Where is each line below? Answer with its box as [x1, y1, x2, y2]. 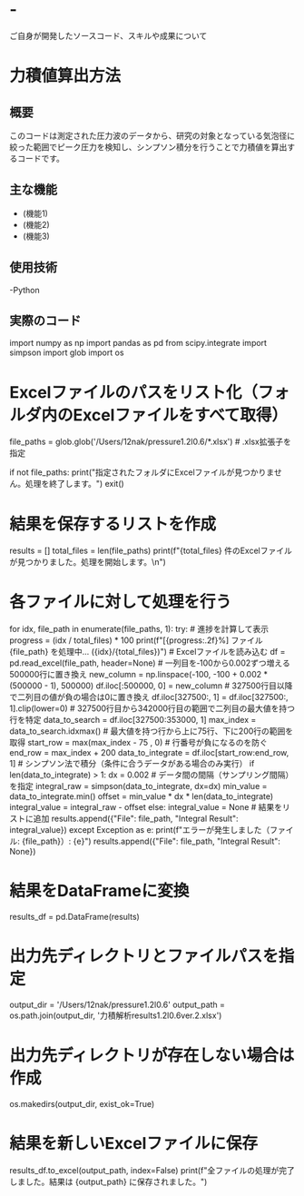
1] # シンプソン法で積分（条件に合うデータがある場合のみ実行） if [9, 758, 255, 769]
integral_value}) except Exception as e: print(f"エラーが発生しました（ [9, 825, 270, 835]
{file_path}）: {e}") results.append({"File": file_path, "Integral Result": [21, 835, 281, 847]
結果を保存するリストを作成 [9, 513, 217, 534]
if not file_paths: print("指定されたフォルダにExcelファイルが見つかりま [9, 467, 275, 478]
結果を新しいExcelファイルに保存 [9, 1133, 259, 1154]
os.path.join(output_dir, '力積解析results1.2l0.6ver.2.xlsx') [9, 1010, 222, 1021]
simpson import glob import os [9, 347, 124, 358]
